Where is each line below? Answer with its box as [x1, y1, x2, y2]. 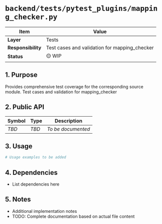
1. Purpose [5, 71, 38, 79]
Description [54, 117, 83, 124]
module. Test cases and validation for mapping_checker [5, 89, 117, 95]
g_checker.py [5, 13, 57, 22]
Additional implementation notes [12, 208, 77, 214]
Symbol [7, 117, 26, 124]
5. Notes [5, 195, 31, 204]
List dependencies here [12, 181, 60, 187]
